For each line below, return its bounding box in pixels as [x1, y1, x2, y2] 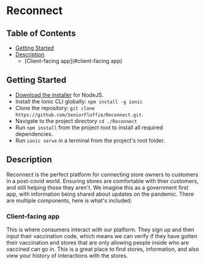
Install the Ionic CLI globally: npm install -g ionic [15, 97, 143, 105]
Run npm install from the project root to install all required [15, 124, 163, 131]
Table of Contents [6, 28, 76, 39]
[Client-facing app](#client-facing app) [24, 58, 122, 64]
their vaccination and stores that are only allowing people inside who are [6, 239, 189, 246]
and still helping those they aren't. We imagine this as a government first [6, 184, 188, 191]
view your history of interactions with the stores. [6, 252, 129, 259]
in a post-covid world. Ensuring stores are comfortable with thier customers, [6, 177, 199, 184]
